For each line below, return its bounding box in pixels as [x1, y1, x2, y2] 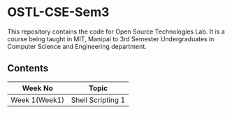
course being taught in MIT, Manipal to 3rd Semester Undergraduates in [7, 34, 215, 43]
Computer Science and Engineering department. [7, 42, 147, 50]
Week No [22, 83, 54, 93]
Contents [7, 62, 49, 74]
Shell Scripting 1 [71, 95, 126, 105]
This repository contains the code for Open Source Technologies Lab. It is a [7, 27, 225, 36]
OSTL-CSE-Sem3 [7, 4, 110, 20]
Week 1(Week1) [10, 95, 65, 105]
